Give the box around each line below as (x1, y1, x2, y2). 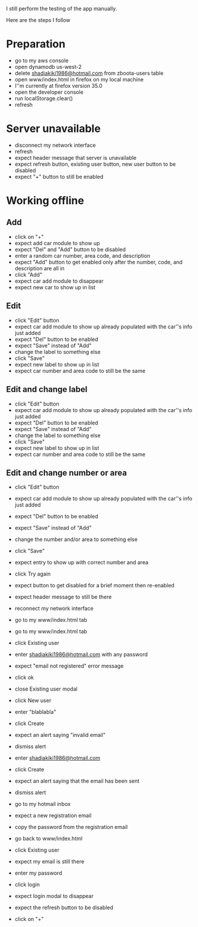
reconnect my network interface (14, 605, 94, 612)
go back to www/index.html (14, 835, 83, 842)
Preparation (6, 37, 66, 51)
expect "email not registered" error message (14, 662, 124, 670)
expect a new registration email (14, 812, 92, 819)
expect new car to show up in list (14, 283, 96, 290)
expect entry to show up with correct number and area (14, 559, 149, 566)
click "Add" (14, 271, 43, 278)
